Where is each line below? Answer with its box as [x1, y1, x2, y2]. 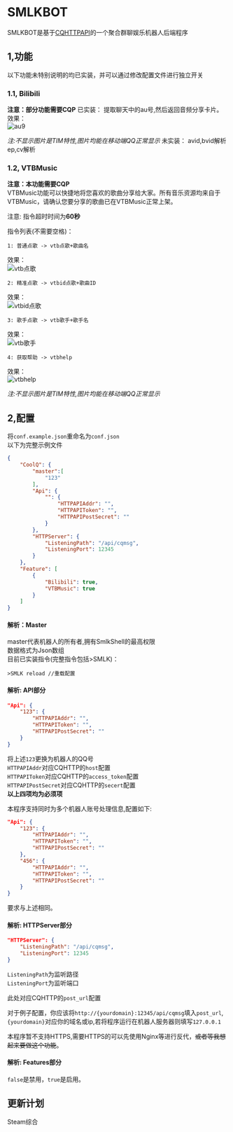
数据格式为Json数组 [7, 646, 65, 655]
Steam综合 [7, 1117, 38, 1126]
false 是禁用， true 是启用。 [7, 1075, 85, 1084]
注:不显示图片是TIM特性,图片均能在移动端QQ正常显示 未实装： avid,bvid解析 [7, 137, 227, 145]
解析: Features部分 [7, 1058, 62, 1067]
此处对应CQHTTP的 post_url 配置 [7, 993, 101, 1002]
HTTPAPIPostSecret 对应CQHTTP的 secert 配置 [7, 780, 136, 789]
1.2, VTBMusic [7, 163, 58, 172]
